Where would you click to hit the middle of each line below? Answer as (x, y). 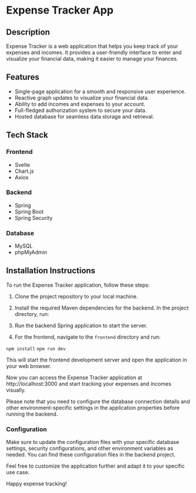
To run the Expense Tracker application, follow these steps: (78, 285)
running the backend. (32, 414)
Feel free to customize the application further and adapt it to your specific (96, 466)
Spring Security (34, 218)
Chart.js (24, 171)
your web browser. (29, 366)
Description (28, 32)
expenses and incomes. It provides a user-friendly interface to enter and (94, 52)
